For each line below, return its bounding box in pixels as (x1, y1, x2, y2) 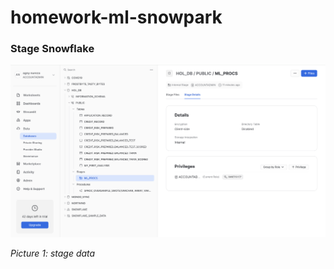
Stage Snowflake (10, 42, 95, 56)
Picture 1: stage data (10, 247, 96, 259)
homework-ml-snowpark (10, 6, 223, 29)
